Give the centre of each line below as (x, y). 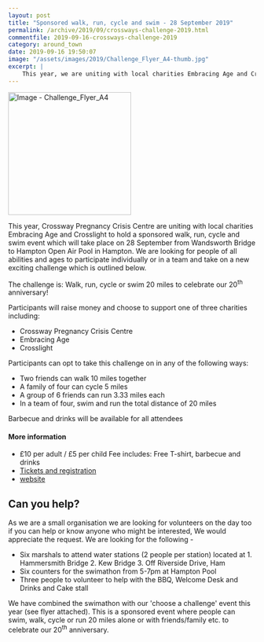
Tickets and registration (58, 471)
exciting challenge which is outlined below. (77, 267)
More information (37, 436)
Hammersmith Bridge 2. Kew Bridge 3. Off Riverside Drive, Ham (122, 563)
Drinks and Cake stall (54, 588)
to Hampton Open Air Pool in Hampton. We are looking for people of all (123, 251)
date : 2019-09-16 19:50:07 (52, 52)
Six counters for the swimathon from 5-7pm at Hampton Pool (118, 571)
